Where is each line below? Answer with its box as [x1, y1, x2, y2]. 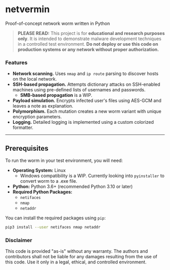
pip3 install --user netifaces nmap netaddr [5, 225, 101, 230]
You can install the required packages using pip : [5, 215, 106, 221]
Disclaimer [5, 237, 32, 244]
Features [5, 59, 28, 66]
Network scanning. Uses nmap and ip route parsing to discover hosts [12, 71, 158, 77]
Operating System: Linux [12, 167, 66, 174]
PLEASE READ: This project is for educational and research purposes [17, 30, 165, 36]
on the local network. [12, 76, 57, 82]
